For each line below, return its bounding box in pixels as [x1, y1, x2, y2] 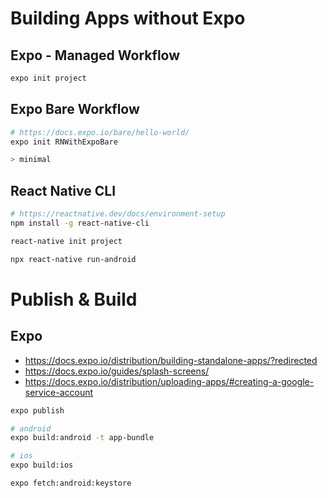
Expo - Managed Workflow [10, 47, 181, 64]
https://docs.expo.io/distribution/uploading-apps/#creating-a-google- [24, 375, 315, 387]
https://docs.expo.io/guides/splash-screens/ [24, 365, 210, 377]
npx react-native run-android [10, 254, 137, 264]
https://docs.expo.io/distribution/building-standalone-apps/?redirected [24, 354, 318, 366]
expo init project [10, 73, 87, 83]
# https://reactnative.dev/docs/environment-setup [10, 209, 226, 219]
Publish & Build [10, 288, 138, 311]
